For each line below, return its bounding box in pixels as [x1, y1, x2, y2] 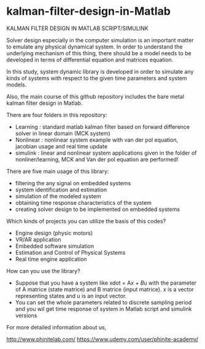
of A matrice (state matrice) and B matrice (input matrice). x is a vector [15, 285, 195, 293]
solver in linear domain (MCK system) [15, 129, 110, 137]
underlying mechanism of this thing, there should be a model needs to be [6, 49, 191, 56]
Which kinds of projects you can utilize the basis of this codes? [6, 217, 166, 224]
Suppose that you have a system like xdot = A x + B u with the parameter [15, 279, 197, 286]
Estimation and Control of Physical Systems [15, 248, 126, 256]
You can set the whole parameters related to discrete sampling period [15, 299, 192, 306]
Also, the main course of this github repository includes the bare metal [6, 93, 185, 100]
